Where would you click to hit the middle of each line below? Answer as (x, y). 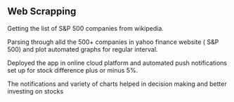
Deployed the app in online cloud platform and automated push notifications (117, 63)
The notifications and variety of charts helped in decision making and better (117, 84)
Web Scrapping (42, 12)
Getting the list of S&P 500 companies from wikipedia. (85, 28)
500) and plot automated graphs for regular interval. (83, 49)
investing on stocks (35, 91)
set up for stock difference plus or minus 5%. (73, 70)
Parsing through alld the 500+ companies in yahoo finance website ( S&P (113, 42)
